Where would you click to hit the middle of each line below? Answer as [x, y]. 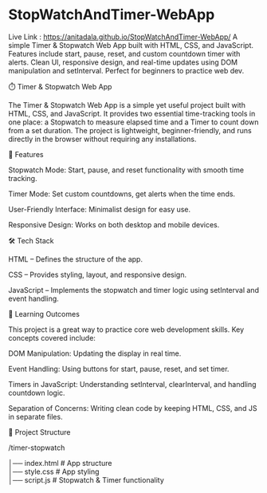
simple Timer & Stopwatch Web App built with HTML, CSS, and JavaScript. [131, 45]
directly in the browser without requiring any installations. [102, 139]
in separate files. [35, 416]
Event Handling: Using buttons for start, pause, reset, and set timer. [119, 369]
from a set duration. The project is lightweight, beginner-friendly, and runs [130, 130]
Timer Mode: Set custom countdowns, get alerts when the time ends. [122, 194]
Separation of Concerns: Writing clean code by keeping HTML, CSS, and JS [133, 408]
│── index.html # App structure [60, 463]
